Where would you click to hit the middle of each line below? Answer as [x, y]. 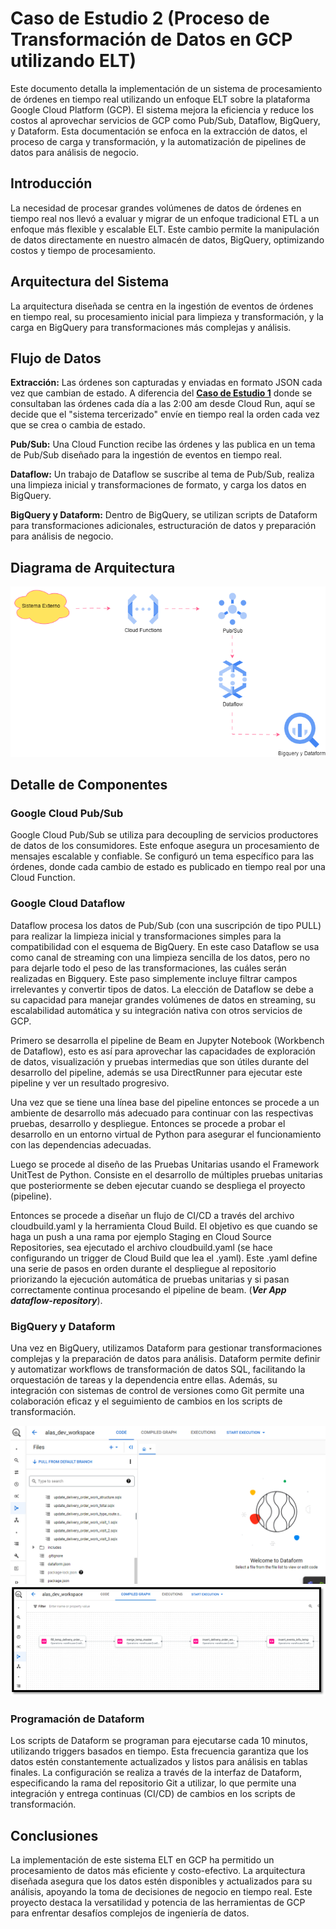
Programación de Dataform [77, 1719]
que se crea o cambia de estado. [78, 425]
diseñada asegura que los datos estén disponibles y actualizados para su [161, 1881]
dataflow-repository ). [56, 1300]
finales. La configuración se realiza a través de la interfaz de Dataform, [156, 1773]
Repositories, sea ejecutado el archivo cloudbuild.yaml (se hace [141, 1247]
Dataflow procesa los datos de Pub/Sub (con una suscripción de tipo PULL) [166, 925]
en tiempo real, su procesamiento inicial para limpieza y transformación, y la [167, 316]
